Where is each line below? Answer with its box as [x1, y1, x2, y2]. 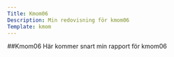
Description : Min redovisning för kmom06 [7, 17, 130, 24]
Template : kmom [7, 23, 52, 30]
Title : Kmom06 [7, 10, 49, 17]
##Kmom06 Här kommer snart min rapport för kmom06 [7, 42, 168, 51]
